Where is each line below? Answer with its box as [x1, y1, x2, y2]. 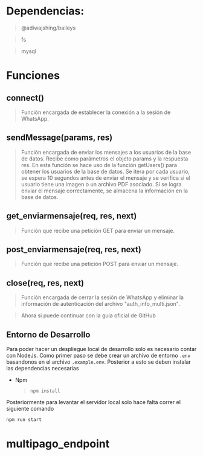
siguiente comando [6, 405, 54, 412]
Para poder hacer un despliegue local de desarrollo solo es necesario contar [6, 346, 197, 352]
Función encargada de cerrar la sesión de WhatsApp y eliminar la [21, 294, 184, 301]
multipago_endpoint [6, 437, 110, 451]
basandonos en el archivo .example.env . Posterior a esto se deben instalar [6, 358, 192, 366]
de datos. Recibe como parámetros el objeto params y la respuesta [21, 155, 188, 162]
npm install [30, 388, 60, 394]
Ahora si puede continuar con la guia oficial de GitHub [21, 312, 156, 319]
